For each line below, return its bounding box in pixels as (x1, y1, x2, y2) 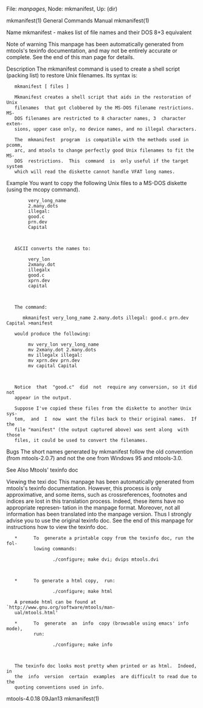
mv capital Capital (28, 363, 78, 369)
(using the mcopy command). (6, 186, 80, 193)
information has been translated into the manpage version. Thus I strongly (6, 511, 192, 517)
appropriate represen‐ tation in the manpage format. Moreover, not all (6, 504, 181, 511)
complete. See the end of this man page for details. (6, 54, 135, 60)
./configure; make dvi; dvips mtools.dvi (52, 556, 159, 563)
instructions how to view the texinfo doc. (6, 524, 108, 530)
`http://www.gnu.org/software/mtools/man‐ (6, 605, 115, 611)
